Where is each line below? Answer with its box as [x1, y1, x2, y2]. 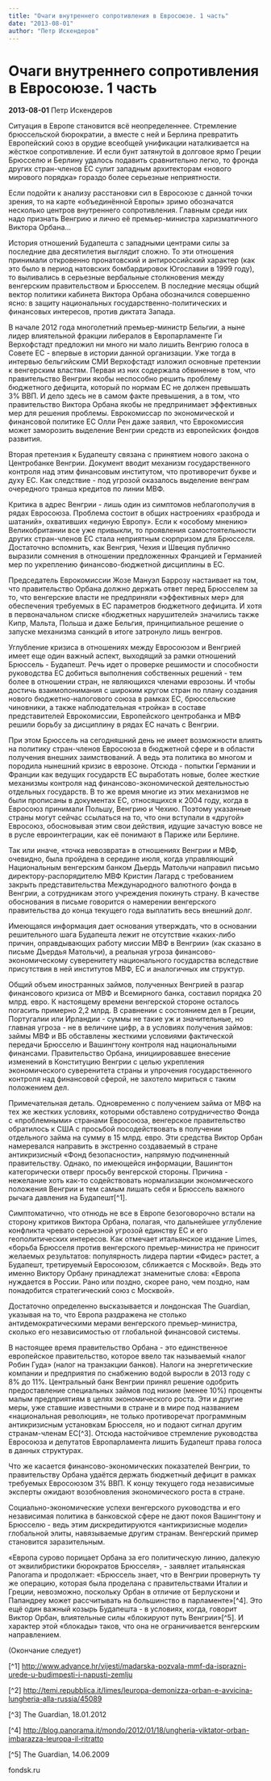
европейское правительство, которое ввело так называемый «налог [8, 1351, 246, 1361]
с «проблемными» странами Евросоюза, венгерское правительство [8, 1115, 246, 1125]
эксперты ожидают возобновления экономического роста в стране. [8, 1487, 245, 1497]
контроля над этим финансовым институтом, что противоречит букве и [8, 467, 256, 477]
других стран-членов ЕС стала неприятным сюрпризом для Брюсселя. [8, 534, 256, 544]
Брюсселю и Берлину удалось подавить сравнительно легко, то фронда [8, 155, 259, 166]
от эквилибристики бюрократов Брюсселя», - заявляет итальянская [8, 1561, 246, 1571]
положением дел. [8, 1083, 69, 1093]
